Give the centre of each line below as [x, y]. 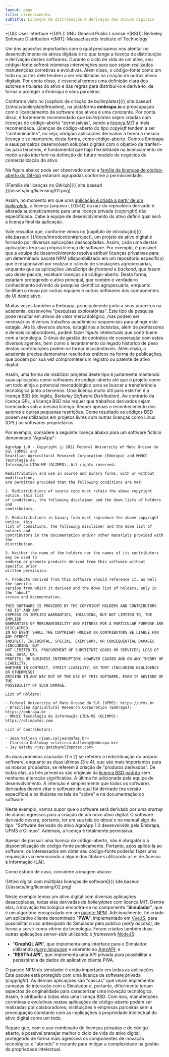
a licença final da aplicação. [34, 222]
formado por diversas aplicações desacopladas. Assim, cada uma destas [81, 242]
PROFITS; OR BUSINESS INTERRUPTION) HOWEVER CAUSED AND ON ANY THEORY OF [84, 659]
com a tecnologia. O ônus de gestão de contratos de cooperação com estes [84, 338]
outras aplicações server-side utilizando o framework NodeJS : [70, 934]
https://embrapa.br [26, 712]
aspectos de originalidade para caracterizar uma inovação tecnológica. [79, 991]
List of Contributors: [29, 730]
